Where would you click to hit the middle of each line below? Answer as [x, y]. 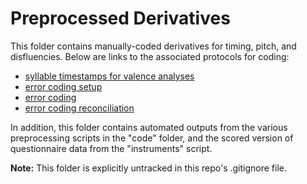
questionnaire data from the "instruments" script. [111, 148]
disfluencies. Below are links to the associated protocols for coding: [150, 56]
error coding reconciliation [79, 108]
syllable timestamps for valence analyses [109, 76]
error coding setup [63, 86]
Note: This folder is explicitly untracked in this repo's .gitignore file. [149, 168]
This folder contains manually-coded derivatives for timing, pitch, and [153, 46]
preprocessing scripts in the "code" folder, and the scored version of [152, 138]
